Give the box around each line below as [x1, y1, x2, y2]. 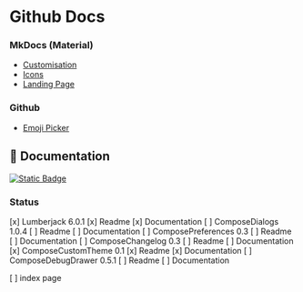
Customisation [22, 59, 77, 70]
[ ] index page [9, 272, 62, 283]
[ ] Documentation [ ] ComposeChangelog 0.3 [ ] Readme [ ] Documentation [9, 235, 294, 247]
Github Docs [9, 6, 106, 27]
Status [9, 196, 39, 208]
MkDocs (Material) [9, 39, 94, 52]
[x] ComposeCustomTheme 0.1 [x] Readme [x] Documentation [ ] [9, 245, 253, 256]
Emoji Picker [22, 122, 70, 133]
